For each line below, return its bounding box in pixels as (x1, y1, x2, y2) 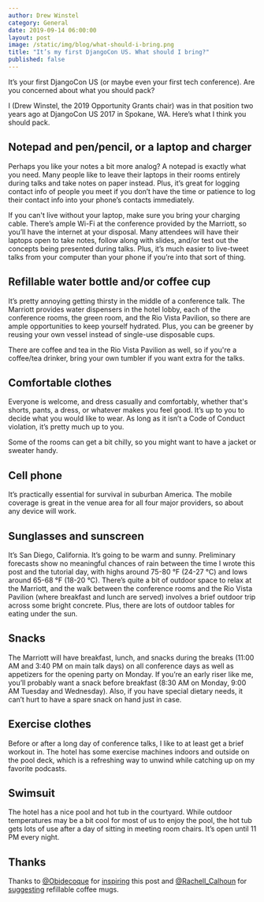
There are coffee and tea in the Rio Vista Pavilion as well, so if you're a (8, 345, 237, 354)
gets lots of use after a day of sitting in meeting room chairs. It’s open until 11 (8, 824, 257, 833)
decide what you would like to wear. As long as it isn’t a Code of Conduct (8, 414, 246, 423)
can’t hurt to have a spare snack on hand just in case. (8, 694, 182, 704)
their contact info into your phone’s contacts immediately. (8, 195, 195, 204)
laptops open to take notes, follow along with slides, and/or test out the (8, 235, 239, 245)
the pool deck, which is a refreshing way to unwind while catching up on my (8, 755, 255, 765)
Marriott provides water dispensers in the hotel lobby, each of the (8, 305, 221, 314)
